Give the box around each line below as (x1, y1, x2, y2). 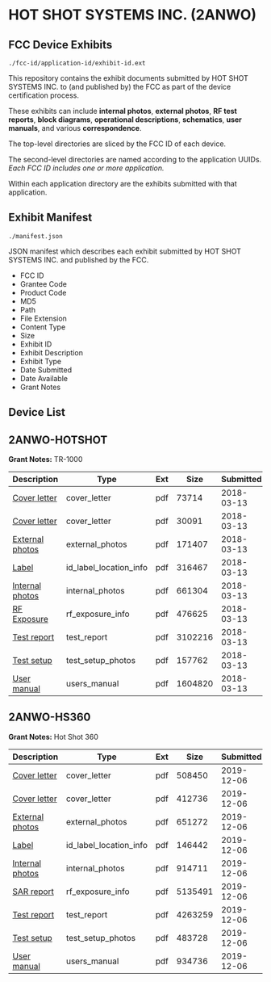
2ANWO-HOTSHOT (8, 433, 108, 447)
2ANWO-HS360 (8, 711, 91, 724)
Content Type (19, 321, 66, 332)
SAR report (12, 886, 54, 897)
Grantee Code (19, 279, 67, 288)
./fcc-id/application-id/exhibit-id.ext (8, 59, 147, 67)
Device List (8, 405, 66, 419)
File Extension (19, 313, 67, 323)
